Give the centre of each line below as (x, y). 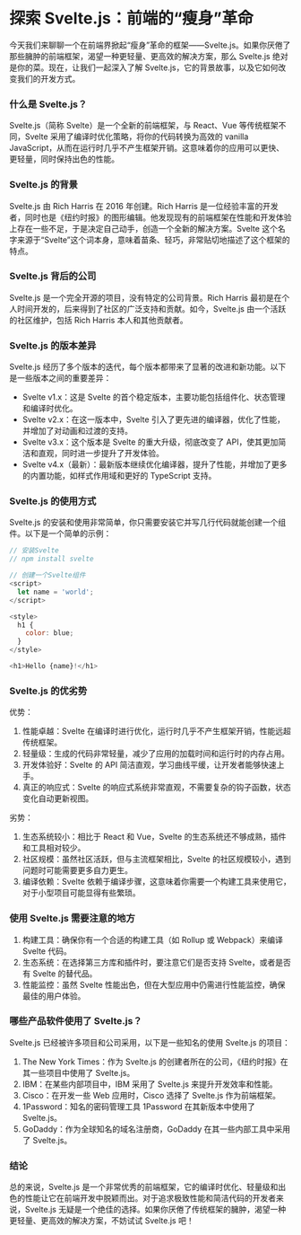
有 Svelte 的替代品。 (60, 973)
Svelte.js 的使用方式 (53, 501)
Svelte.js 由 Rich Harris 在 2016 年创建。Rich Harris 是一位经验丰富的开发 (144, 206)
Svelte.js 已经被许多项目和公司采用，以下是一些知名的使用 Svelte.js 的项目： (150, 1042)
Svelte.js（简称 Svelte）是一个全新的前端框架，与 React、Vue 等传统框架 (144, 126)
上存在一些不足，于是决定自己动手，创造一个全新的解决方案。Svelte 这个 (143, 228)
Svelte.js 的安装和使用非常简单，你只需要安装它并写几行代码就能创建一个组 (148, 523)
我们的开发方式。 (48, 78)
